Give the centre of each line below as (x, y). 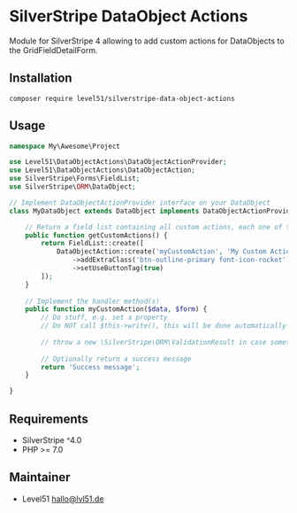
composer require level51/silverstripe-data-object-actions (122, 98)
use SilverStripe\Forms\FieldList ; (75, 179)
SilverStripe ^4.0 (52, 440)
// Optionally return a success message (116, 359)
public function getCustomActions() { (96, 235)
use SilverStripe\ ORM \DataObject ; (73, 187)
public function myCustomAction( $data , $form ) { (116, 309)
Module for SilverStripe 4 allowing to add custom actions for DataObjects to (147, 41)
